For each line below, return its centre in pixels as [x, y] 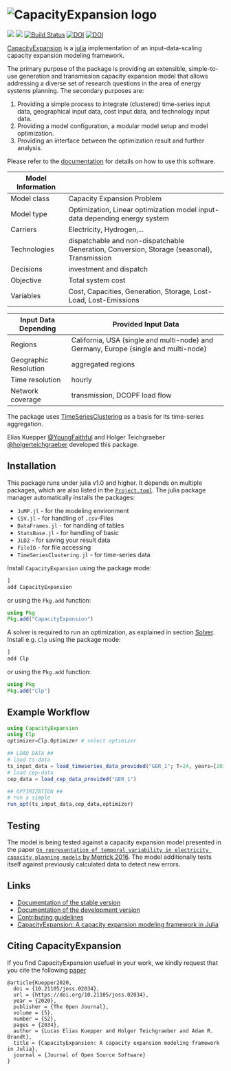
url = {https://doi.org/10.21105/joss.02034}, [81, 995]
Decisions [26, 269]
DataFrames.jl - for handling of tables [70, 525]
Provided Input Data [146, 324]
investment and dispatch [108, 269]
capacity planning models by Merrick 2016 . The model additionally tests [109, 857]
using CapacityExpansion [43, 728]
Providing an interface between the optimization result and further [111, 141]
